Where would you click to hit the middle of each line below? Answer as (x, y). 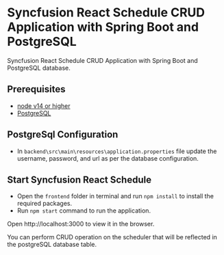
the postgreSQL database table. (52, 245)
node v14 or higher (43, 106)
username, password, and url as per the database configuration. (108, 158)
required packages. (45, 204)
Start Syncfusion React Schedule (79, 179)
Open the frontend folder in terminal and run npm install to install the (115, 196)
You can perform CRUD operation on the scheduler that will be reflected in (112, 237)
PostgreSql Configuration (63, 135)
